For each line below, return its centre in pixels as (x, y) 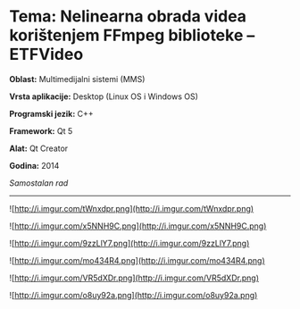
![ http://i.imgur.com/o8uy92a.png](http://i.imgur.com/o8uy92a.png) (133, 295)
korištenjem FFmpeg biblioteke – (132, 35)
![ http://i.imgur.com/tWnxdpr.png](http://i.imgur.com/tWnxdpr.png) (132, 208)
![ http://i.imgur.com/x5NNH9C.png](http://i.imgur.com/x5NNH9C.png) (138, 226)
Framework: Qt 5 (41, 130)
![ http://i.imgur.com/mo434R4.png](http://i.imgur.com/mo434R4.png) (137, 260)
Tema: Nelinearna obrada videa (128, 17)
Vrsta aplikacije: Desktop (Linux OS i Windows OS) (104, 96)
